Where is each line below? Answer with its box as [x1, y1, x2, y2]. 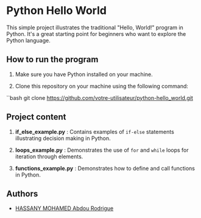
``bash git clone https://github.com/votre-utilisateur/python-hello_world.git [6, 94, 194, 101]
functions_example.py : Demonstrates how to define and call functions [15, 164, 195, 172]
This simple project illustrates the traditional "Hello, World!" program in [6, 24, 184, 31]
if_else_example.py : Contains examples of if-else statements [15, 128, 175, 135]
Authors [6, 188, 38, 199]
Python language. [6, 37, 51, 44]
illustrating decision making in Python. [15, 135, 111, 142]
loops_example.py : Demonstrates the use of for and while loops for [15, 146, 189, 153]
